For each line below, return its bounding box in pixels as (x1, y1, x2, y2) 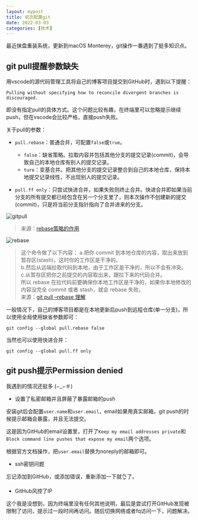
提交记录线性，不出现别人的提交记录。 (28, 174, 123, 181)
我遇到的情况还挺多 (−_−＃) (6, 383, 73, 390)
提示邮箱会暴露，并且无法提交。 (11, 415, 90, 422)
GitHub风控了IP (14, 487, 53, 495)
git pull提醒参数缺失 (6, 61, 79, 71)
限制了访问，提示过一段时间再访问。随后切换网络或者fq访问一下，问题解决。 (6, 507, 193, 514)
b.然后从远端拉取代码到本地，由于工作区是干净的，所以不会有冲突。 (20, 264, 187, 271)
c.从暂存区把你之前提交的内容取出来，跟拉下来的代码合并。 (20, 271, 166, 278)
